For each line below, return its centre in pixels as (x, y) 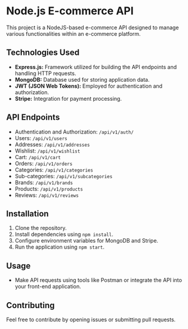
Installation (27, 214)
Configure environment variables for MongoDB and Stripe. (87, 241)
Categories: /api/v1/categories (54, 170)
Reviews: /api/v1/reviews (47, 195)
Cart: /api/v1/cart (38, 157)
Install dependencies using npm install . (64, 234)
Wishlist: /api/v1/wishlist (47, 151)
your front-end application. (48, 287)
